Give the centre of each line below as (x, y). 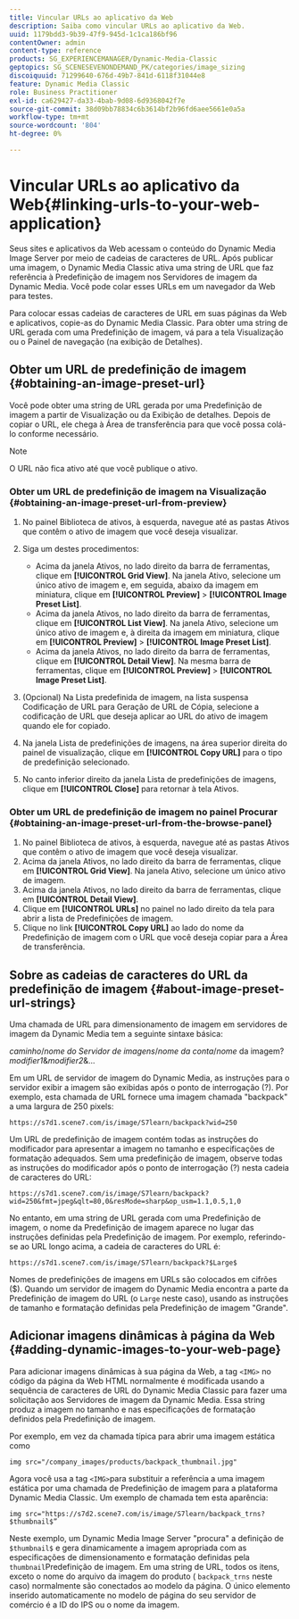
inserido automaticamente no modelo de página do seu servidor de (133, 1595)
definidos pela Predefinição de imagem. (83, 1419)
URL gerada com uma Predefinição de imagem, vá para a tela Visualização (146, 332)
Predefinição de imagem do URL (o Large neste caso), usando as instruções (149, 1298)
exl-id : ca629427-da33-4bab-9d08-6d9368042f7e (97, 100)
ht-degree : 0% (36, 134)
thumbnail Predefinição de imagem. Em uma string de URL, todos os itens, (145, 1566)
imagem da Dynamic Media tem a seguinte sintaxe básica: (116, 1034)
